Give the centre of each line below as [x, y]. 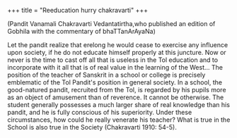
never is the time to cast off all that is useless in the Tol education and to [112, 60]
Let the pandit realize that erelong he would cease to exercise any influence [118, 45]
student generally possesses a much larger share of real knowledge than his [118, 105]
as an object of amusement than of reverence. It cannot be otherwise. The [116, 97]
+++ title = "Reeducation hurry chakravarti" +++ [78, 10]
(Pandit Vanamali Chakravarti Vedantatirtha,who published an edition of [111, 24]
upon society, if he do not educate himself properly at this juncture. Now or [117, 52]
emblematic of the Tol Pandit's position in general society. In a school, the [115, 82]
